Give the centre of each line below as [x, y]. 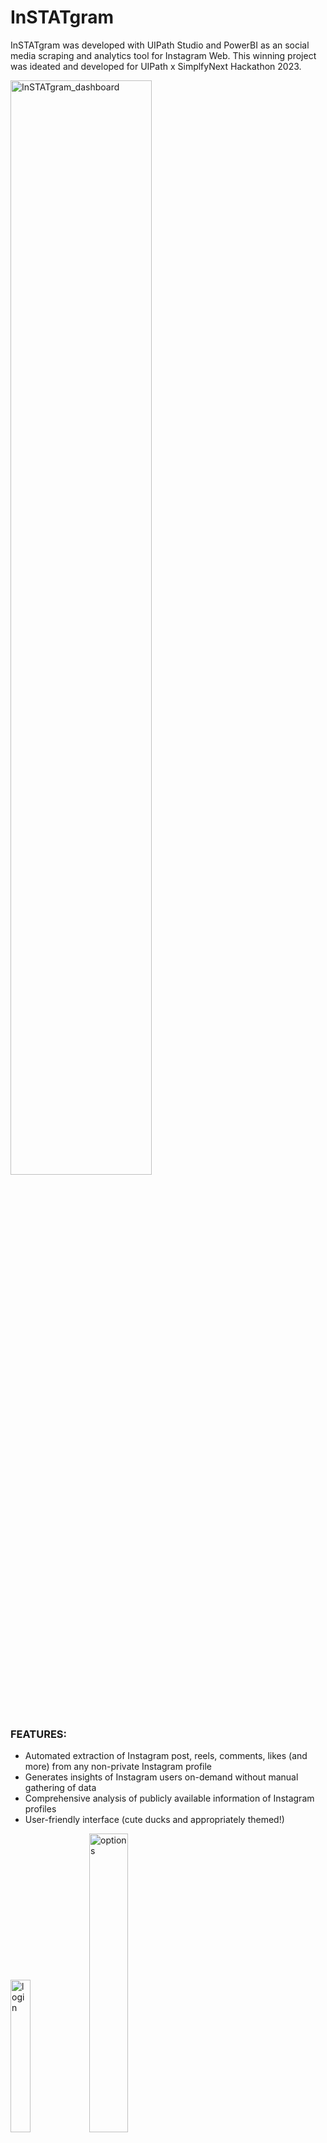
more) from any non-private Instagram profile [118, 1767]
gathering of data [60, 1788]
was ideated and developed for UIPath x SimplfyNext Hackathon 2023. [156, 66]
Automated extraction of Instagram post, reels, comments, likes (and [166, 1756]
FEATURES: [39, 1734]
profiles [40, 1809]
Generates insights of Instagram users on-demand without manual [161, 1777]
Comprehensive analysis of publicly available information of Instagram [169, 1798]
